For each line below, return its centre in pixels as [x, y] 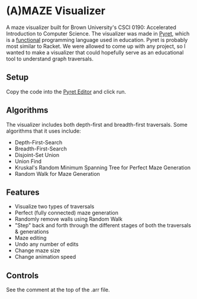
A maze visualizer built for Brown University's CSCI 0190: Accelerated [91, 27]
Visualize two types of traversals [54, 207]
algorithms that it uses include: [43, 131]
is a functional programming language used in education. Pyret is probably [97, 40]
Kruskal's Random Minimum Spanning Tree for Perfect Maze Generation [103, 168]
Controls [22, 276]
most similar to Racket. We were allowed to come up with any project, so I [96, 46]
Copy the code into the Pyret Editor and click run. [66, 91]
